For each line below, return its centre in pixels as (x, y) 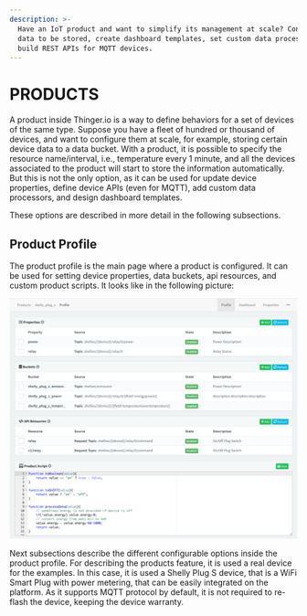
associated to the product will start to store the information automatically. (147, 168)
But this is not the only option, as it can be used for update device (133, 178)
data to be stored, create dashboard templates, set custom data (145, 38)
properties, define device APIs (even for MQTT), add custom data (132, 188)
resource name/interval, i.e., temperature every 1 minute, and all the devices (152, 159)
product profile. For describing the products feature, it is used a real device (151, 563)
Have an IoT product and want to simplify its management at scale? (151, 29)
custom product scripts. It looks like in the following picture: (122, 285)
